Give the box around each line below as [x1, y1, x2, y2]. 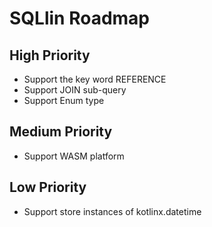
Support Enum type [23, 95, 105, 106]
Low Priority [9, 179, 87, 196]
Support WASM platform [23, 150, 125, 162]
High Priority [9, 47, 91, 64]
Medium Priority [9, 123, 113, 141]
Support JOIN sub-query [23, 84, 127, 96]
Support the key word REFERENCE [23, 73, 167, 85]
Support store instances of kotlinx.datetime [23, 205, 202, 217]
